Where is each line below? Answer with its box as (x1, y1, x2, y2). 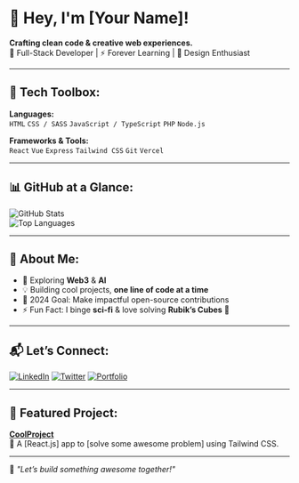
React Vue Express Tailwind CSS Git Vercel (9, 146, 165, 155)
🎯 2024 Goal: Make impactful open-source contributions (21, 294, 230, 305)
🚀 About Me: (9, 251, 80, 266)
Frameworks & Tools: (9, 135, 89, 146)
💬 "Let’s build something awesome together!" (9, 464, 176, 474)
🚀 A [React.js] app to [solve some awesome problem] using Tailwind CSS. (9, 439, 279, 448)
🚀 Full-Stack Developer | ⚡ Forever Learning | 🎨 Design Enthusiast (9, 47, 251, 58)
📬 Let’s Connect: (9, 342, 109, 358)
